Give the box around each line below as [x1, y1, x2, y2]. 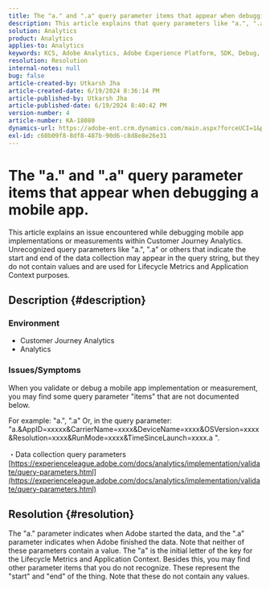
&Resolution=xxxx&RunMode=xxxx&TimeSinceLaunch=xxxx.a [8, 433, 213, 442]
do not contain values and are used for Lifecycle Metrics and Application [8, 261, 249, 271]
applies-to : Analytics [8, 42, 84, 50]
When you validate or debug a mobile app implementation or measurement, [8, 383, 259, 392]
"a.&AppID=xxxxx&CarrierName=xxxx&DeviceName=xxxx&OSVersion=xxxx [8, 424, 260, 433]
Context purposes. [8, 270, 70, 280]
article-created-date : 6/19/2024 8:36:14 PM [8, 86, 160, 95]
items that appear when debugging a [8, 183, 260, 201]
